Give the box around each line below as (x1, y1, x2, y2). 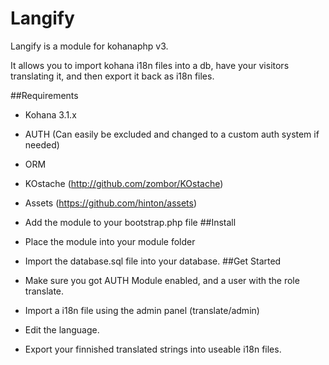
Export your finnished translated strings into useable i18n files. (24, 343, 282, 355)
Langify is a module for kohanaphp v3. (10, 40, 169, 52)
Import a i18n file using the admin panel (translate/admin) (24, 304, 260, 316)
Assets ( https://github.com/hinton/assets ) (24, 197, 198, 209)
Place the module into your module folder (24, 235, 196, 247)
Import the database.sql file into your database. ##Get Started (24, 255, 282, 267)
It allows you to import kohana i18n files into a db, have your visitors (10, 59, 290, 71)
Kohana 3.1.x (24, 108, 77, 121)
